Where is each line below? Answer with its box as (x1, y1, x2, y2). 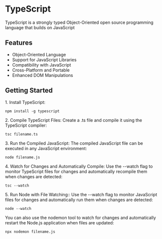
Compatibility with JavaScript (12, 62, 72, 68)
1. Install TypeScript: (5, 99, 46, 105)
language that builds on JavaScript (5, 24, 75, 30)
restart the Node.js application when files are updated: (5, 220, 114, 225)
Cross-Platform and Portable (12, 67, 70, 73)
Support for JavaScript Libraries (12, 57, 77, 63)
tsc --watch (5, 183, 29, 188)
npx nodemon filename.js (5, 229, 55, 234)
